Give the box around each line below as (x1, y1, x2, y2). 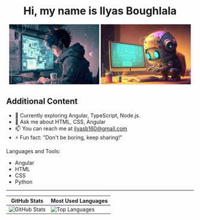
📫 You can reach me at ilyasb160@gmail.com (14, 125, 128, 132)
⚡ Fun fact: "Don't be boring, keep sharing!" (14, 134, 123, 141)
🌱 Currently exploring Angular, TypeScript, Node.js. (14, 112, 141, 119)
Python (14, 178, 33, 185)
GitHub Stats (11, 197, 43, 204)
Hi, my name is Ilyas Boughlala (23, 4, 177, 18)
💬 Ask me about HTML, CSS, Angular (14, 118, 106, 126)
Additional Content (6, 96, 78, 106)
